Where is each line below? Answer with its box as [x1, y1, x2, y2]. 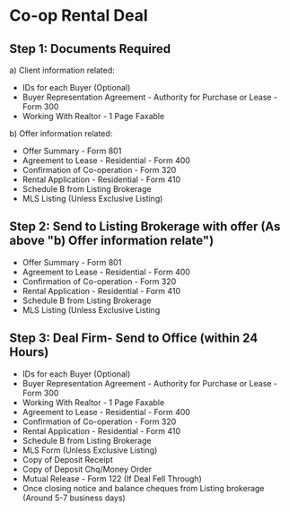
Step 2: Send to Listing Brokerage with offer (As [9, 219, 281, 234]
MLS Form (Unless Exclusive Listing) [22, 445, 158, 456]
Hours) [9, 344, 49, 360]
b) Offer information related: [9, 128, 113, 139]
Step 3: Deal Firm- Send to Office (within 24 [9, 331, 258, 346]
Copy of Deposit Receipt [22, 454, 114, 464]
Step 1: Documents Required [9, 41, 171, 56]
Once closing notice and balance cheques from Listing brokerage [22, 482, 265, 493]
